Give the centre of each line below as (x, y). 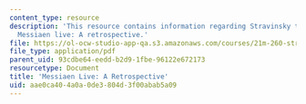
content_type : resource (55, 18)
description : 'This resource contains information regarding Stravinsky (150, 26)
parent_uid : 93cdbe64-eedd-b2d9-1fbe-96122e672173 (107, 60)
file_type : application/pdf (63, 52)
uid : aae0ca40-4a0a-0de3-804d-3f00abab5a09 (93, 85)
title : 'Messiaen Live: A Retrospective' (89, 77)
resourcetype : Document (55, 69)
